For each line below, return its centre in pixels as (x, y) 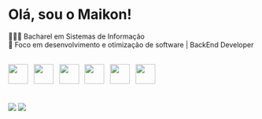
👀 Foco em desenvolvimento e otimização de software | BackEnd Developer (131, 44)
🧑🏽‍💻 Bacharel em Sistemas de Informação (77, 36)
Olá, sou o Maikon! (70, 15)
